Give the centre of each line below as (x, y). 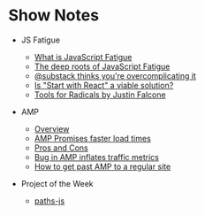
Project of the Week (57, 183)
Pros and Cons (61, 148)
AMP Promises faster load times (92, 138)
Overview (52, 128)
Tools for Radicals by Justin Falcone (100, 95)
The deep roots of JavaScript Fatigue (102, 66)
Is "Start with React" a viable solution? (104, 85)
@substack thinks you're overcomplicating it (115, 75)
